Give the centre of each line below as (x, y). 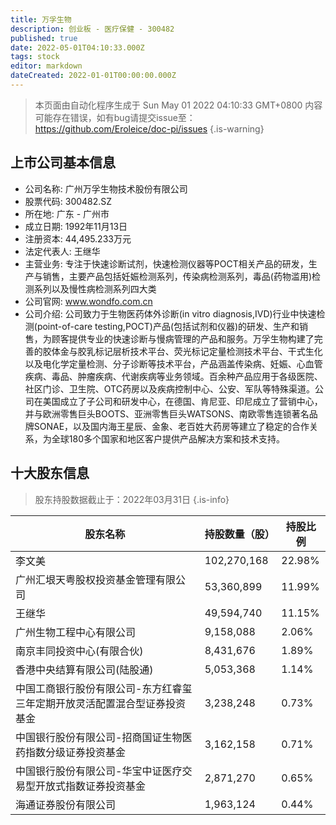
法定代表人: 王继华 (62, 251)
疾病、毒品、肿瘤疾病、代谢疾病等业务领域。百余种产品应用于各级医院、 (173, 376)
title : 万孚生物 (41, 19)
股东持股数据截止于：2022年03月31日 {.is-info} (132, 499)
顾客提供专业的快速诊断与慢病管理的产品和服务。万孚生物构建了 (183, 338)
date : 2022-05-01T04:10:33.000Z (77, 47)
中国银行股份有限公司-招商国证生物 (99, 737)
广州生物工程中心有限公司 (76, 632)
